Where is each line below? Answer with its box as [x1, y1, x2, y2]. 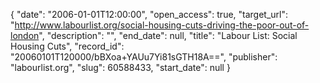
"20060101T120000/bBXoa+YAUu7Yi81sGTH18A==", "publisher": [10, 51, 278, 63]
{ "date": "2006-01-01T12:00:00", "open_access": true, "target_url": [10, 9, 289, 20]
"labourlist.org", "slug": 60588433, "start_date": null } [10, 62, 231, 73]
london [10, 30, 40, 41]
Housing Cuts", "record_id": [10, 40, 125, 52]
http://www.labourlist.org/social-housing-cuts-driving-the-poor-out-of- [14, 19, 310, 31]
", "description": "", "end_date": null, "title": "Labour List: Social [38, 30, 298, 41]
